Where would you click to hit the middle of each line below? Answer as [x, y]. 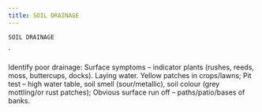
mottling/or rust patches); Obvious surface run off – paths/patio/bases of [127, 92]
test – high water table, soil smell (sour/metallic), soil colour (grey [114, 84]
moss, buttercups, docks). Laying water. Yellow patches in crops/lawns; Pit [130, 75]
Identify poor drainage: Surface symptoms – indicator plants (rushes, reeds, [131, 67]
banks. [19, 100]
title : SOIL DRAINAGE [44, 15]
